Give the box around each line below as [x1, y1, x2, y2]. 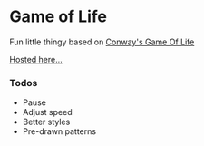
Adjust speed [22, 107, 73, 118]
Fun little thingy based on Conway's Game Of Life [9, 36, 195, 47]
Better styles [22, 116, 71, 128]
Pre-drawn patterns [22, 126, 97, 137]
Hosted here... [9, 54, 63, 64]
